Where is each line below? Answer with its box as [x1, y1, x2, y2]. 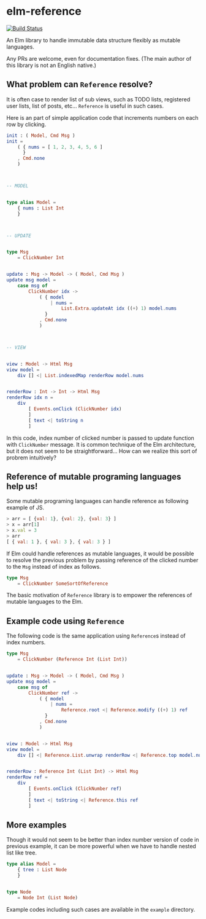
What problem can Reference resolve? [6, 79, 153, 90]
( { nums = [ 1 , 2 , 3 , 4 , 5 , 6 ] [17, 144, 103, 150]
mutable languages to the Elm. [6, 598, 83, 606]
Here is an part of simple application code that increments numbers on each [6, 114, 199, 121]
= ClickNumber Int [17, 255, 64, 261]
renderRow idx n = [6, 394, 53, 401]
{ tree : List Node [17, 867, 67, 873]
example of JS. [6, 504, 45, 511]
